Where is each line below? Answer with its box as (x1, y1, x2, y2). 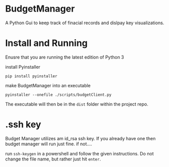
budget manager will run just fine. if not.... (5, 141, 92, 147)
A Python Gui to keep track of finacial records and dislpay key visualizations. (5, 20, 164, 26)
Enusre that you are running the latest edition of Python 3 (5, 54, 125, 60)
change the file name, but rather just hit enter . (5, 156, 101, 162)
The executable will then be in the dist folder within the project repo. (5, 101, 149, 107)
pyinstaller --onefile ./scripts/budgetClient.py (5, 92, 112, 97)
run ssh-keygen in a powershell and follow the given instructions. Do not (5, 150, 154, 156)
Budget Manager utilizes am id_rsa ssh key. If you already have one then (5, 135, 156, 141)
